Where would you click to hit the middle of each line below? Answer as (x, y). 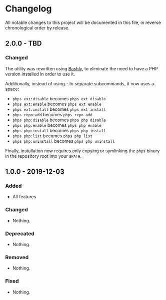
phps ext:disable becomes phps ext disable (59, 98)
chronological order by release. (37, 27)
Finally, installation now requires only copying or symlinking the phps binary (82, 151)
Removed (17, 257)
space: (12, 89)
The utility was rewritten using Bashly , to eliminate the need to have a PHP (82, 68)
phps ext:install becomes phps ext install (59, 109)
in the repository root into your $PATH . (43, 156)
